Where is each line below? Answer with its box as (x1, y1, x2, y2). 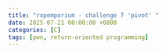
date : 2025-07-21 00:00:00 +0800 (8, 19, 117, 26)
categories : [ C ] (8, 26, 61, 34)
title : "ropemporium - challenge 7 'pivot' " (8, 11, 159, 19)
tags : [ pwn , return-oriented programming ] (8, 33, 149, 41)
